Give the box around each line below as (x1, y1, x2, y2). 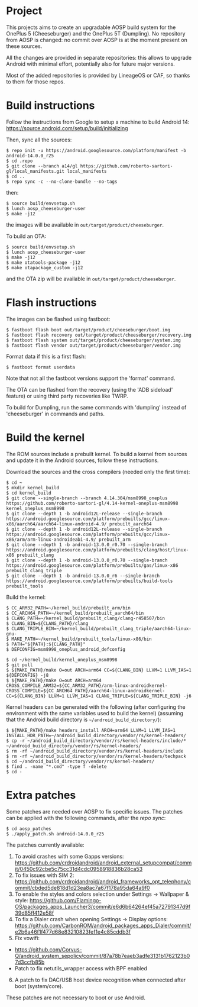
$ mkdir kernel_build (6, 485, 60, 490)
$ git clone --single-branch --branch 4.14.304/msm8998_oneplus (6, 495, 168, 501)
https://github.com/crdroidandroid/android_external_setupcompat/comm (14, 859, 192, 866)
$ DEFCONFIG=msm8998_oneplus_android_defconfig (6, 646, 126, 652)
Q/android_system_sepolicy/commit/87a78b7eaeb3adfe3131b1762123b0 (14, 952, 190, 959)
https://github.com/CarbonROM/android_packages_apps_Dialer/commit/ (14, 922, 191, 929)
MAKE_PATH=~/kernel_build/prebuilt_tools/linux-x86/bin (11, 636, 152, 642)
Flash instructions (6, 296, 97, 309)
